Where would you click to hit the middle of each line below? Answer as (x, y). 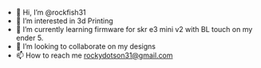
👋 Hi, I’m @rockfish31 (51, 12)
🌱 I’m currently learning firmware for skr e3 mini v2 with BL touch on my (134, 29)
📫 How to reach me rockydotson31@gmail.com (94, 55)
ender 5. (30, 38)
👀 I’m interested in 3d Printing (64, 21)
